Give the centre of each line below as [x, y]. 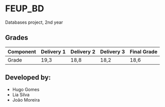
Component [22, 51]
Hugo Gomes [26, 89]
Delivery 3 [112, 51]
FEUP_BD [25, 9]
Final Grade [143, 51]
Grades [17, 38]
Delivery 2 [83, 51]
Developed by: [28, 78]
